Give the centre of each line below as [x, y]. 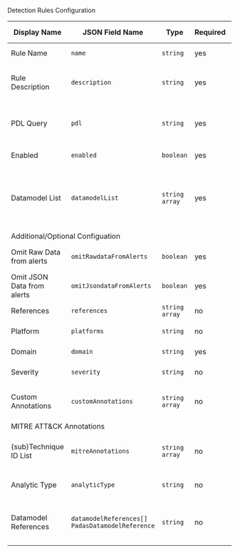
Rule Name [29, 53]
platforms [87, 331]
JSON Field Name [113, 32]
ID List [21, 456]
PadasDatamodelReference [113, 526]
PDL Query [29, 123]
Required [210, 32]
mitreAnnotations [100, 451]
